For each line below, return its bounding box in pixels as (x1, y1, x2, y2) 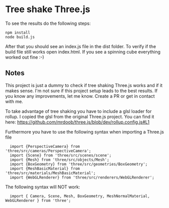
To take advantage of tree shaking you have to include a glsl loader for (5, 108, 152, 114)
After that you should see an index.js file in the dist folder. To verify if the (5, 43, 156, 49)
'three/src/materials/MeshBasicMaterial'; (5, 171, 96, 176)
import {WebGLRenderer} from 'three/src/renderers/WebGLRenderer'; (10, 175, 155, 180)
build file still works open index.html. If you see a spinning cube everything (5, 49, 160, 55)
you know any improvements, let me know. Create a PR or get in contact (5, 93, 155, 99)
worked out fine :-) (5, 54, 44, 60)
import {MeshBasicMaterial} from (10, 166, 80, 171)
